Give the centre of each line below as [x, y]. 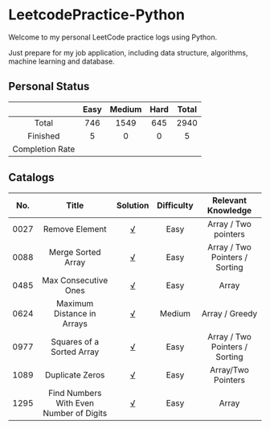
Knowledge [229, 210]
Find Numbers [75, 393]
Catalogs [31, 177]
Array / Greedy [229, 313]
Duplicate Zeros [75, 374]
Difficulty [175, 205]
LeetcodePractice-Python [96, 15]
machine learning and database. [61, 61]
